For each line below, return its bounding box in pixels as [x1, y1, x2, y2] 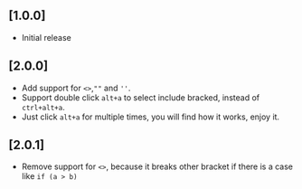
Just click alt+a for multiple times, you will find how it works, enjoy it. [21, 111, 280, 122]
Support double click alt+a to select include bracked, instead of [21, 91, 260, 103]
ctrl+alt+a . [21, 101, 65, 112]
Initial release [21, 32, 71, 43]
